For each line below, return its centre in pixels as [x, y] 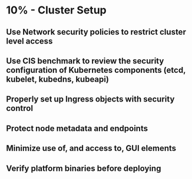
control [20, 108]
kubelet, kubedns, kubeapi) [57, 79]
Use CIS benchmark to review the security [85, 61]
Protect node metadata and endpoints [77, 128]
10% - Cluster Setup [57, 10]
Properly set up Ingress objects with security [90, 99]
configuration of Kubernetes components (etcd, [96, 70]
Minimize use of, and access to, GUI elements [91, 148]
